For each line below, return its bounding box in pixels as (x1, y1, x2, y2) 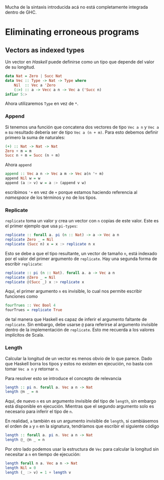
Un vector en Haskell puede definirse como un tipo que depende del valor (5, 59, 155, 65)
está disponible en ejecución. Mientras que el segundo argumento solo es (5, 404, 154, 409)
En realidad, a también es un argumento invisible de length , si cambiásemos (5, 418, 159, 424)
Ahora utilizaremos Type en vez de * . (5, 100, 79, 107)
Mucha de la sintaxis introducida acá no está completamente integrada (5, 4, 148, 10)
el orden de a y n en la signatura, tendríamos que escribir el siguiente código (5, 423, 159, 429)
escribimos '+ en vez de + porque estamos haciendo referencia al (5, 189, 138, 195)
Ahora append (5, 162, 32, 168)
